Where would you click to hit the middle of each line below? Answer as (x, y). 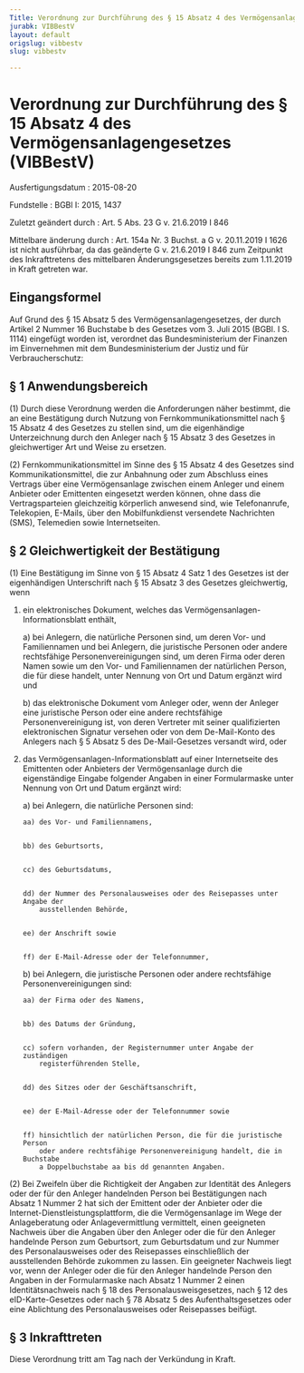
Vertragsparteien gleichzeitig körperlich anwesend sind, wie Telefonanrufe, (149, 503)
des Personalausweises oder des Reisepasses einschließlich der (130, 1251)
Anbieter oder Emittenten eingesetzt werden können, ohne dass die (135, 493)
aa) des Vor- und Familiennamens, (87, 822)
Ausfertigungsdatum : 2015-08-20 (73, 188)
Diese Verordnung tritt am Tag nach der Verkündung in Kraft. (123, 1359)
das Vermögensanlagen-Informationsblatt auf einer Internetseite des (150, 759)
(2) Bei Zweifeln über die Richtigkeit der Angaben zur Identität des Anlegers (150, 1183)
